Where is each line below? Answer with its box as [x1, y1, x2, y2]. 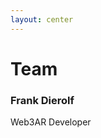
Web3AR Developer [10, 116, 92, 128]
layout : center [10, 14, 74, 25]
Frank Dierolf [10, 93, 75, 107]
